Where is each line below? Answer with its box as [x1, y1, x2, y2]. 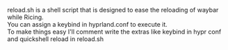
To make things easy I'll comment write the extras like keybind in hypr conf [7, 27, 222, 36]
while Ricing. [7, 13, 44, 21]
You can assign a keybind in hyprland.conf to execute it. [7, 21, 168, 28]
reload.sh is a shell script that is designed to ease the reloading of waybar [7, 6, 219, 14]
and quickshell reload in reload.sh [7, 35, 104, 43]
